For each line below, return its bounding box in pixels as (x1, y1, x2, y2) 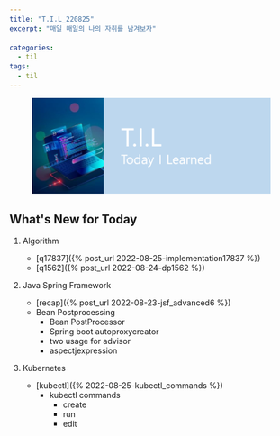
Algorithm (22, 235, 59, 247)
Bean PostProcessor (49, 316, 126, 328)
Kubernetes (22, 363, 66, 374)
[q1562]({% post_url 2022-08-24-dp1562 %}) (35, 262, 205, 274)
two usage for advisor (49, 336, 131, 347)
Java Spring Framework (22, 280, 112, 291)
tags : (9, 62, 30, 71)
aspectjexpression (49, 345, 118, 356)
